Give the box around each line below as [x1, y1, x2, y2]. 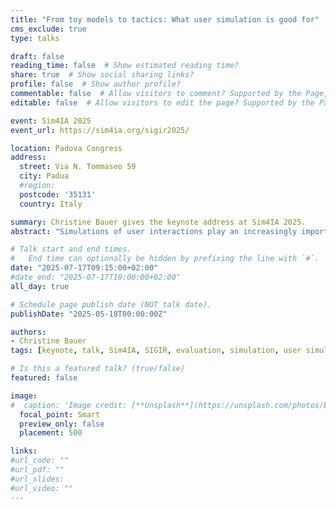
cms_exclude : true [10, 24, 87, 34]
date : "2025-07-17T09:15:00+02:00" [10, 263, 159, 273]
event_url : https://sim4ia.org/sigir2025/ [10, 125, 190, 135]
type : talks [10, 33, 60, 43]
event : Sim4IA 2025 [10, 116, 92, 126]
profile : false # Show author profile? [10, 79, 182, 90]
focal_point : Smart [19, 409, 101, 420]
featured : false [10, 373, 78, 383]
